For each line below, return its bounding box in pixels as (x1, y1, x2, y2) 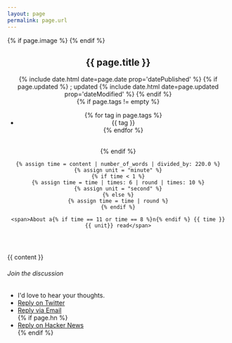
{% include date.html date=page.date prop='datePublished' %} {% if (18, 75, 218, 84)
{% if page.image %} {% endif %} (7, 36, 105, 44)
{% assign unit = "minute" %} (73, 167, 163, 174)
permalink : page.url (7, 17, 68, 24)
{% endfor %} (103, 126, 144, 134)
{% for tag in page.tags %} (84, 111, 162, 119)
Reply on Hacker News (17, 321, 84, 329)
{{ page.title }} (85, 56, 151, 68)
